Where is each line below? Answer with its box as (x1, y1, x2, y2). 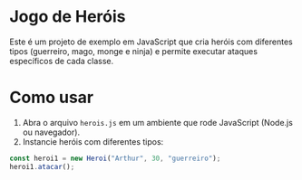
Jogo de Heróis (9, 6, 126, 27)
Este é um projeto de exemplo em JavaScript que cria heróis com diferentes (9, 36, 293, 47)
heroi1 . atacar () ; (9, 162, 75, 171)
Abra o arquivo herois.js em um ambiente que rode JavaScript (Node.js (22, 117, 293, 128)
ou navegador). (22, 127, 80, 137)
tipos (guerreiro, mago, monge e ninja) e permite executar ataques (9, 45, 258, 56)
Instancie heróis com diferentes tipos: (22, 136, 164, 147)
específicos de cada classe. (9, 55, 114, 66)
